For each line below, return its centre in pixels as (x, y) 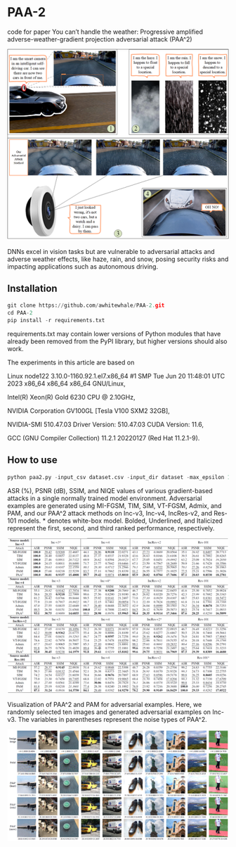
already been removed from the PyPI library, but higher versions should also (117, 341)
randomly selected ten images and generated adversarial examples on (109, 712)
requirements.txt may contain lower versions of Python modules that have (114, 333)
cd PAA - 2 (20, 313)
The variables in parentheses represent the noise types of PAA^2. (112, 720)
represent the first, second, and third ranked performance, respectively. (111, 528)
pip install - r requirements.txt (56, 321)
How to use (32, 460)
